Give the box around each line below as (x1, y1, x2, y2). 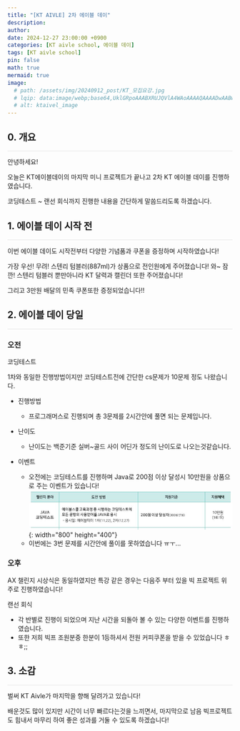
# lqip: (14, 94, 37, 101)
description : (7, 19, 46, 26)
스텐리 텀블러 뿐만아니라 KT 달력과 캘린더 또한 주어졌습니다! (16, 271, 184, 279)
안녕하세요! (7, 158, 39, 166)
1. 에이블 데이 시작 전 (7, 220, 93, 232)
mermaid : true (7, 71, 50, 79)
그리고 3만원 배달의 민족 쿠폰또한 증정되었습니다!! (7, 286, 145, 294)
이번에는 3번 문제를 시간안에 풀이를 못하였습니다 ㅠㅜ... (28, 539, 181, 548)
